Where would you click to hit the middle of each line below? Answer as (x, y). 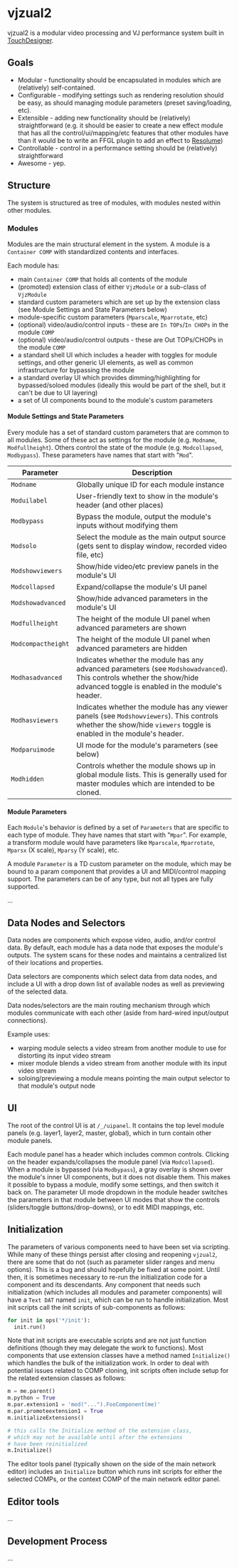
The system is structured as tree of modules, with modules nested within (114, 202)
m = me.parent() (31, 1391)
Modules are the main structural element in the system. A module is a (109, 244)
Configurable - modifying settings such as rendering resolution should (121, 95)
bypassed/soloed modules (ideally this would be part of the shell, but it (122, 385)
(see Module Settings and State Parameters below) (92, 309)
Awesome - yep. (42, 163)
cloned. (89, 793)
